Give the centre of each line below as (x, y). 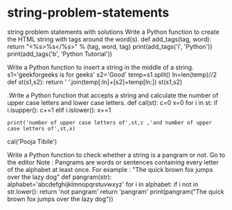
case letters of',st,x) (42, 128)
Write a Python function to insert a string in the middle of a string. (100, 67)
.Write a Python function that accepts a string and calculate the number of (113, 95)
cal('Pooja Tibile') (32, 141)
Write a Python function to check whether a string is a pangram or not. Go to (116, 155)
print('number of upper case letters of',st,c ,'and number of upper (110, 122)
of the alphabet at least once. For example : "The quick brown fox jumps (110, 169)
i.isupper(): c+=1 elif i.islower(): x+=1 (59, 110)
